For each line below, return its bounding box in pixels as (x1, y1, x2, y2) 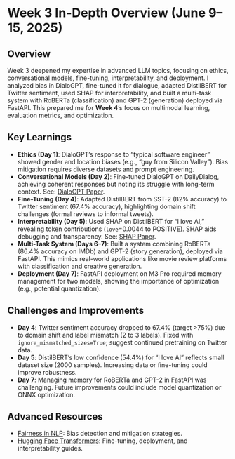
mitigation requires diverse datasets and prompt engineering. (17, 165, 194, 173)
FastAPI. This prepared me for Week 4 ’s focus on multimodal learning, (7, 104, 210, 112)
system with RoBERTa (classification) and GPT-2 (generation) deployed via (7, 96, 223, 105)
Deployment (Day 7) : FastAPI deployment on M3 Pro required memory (17, 269, 222, 278)
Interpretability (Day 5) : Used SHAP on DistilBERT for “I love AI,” (17, 217, 205, 225)
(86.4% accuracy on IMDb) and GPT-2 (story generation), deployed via (17, 247, 223, 255)
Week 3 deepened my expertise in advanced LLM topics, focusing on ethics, (7, 67, 229, 74)
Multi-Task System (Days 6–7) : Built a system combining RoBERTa (17, 239, 211, 248)
